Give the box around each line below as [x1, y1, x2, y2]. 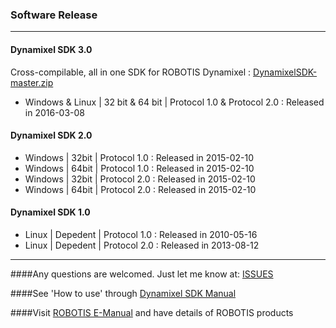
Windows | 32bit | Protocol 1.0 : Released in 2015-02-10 [24, 151, 254, 163]
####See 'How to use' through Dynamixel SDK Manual [10, 287, 237, 299]
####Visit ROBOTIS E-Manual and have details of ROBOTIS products [10, 306, 294, 318]
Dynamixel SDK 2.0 [10, 129, 93, 142]
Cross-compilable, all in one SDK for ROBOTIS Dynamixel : [10, 66, 252, 78]
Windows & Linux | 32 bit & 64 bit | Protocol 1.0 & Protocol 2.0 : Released [24, 96, 325, 108]
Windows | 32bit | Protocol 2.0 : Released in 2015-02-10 [24, 173, 256, 185]
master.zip [10, 76, 54, 88]
